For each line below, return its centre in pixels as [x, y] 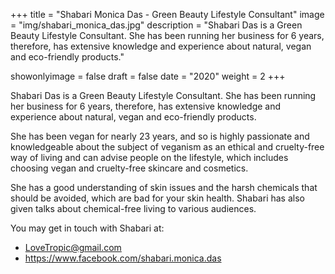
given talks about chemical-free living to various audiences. [133, 208]
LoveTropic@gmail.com [73, 247]
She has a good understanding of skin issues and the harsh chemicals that [164, 187]
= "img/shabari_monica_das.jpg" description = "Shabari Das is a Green [156, 25]
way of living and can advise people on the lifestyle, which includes [149, 157]
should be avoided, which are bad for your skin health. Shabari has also [157, 198]
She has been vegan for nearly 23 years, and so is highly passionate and [160, 136]
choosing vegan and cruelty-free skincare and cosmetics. [129, 168]
